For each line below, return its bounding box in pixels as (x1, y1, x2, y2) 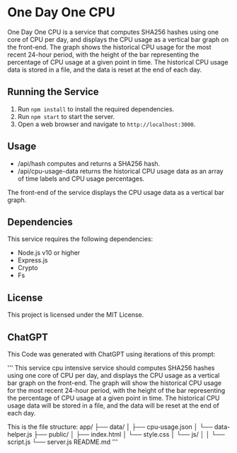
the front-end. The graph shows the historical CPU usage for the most (7, 43, 212, 51)
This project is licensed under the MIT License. (7, 311, 144, 319)
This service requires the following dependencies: (7, 235, 154, 243)
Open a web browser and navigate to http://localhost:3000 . (17, 120, 196, 128)
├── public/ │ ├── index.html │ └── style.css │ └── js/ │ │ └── (33, 430, 225, 438)
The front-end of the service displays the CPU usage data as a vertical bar (7, 188, 224, 196)
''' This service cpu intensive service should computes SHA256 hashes (7, 364, 215, 372)
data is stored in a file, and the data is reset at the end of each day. (7, 65, 202, 74)
